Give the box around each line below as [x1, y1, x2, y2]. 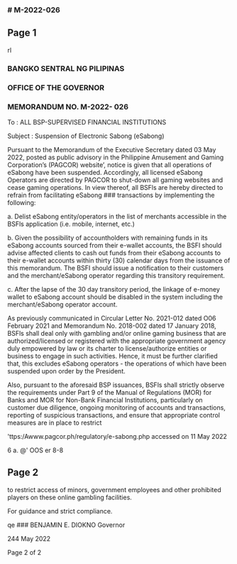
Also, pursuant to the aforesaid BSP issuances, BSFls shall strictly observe [7, 381, 225, 389]
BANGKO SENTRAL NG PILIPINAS [7, 63, 125, 73]
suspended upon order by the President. [7, 366, 126, 375]
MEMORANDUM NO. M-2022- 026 [7, 102, 129, 112]
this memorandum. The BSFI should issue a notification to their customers [7, 263, 224, 272]
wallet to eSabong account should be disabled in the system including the [7, 292, 224, 301]
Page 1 [7, 27, 37, 39]
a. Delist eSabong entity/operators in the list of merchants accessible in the [7, 212, 227, 220]
